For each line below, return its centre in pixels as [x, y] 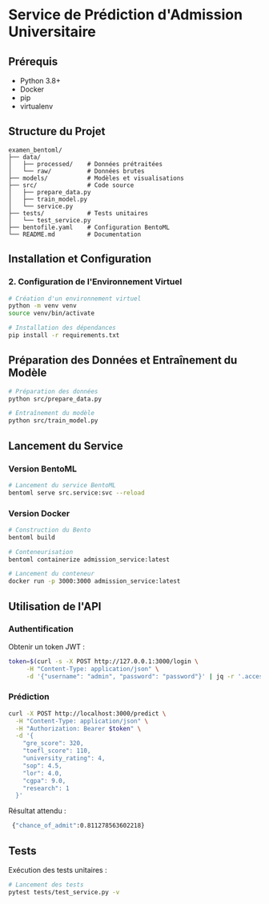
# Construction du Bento [50, 530]
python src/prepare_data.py [55, 399]
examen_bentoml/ [35, 150]
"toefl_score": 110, [57, 751]
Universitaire [52, 32]
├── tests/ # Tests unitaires [78, 213]
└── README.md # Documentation [75, 234]
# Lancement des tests [46, 885]
